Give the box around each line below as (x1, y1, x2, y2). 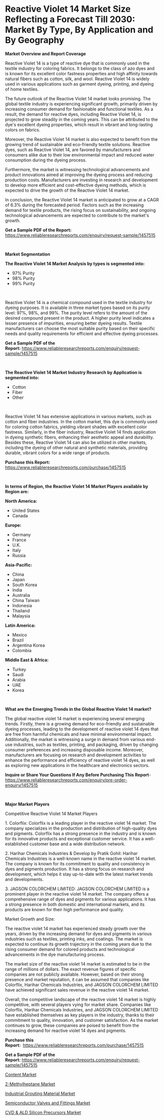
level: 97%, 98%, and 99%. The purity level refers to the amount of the (5, 309, 147, 316)
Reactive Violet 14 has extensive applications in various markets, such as (5, 413, 152, 419)
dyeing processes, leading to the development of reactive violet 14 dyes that (5, 726, 159, 732)
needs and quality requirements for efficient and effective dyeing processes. (5, 330, 159, 336)
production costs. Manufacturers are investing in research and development (5, 177, 158, 183)
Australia (12, 592, 30, 598)
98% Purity (12, 275, 35, 281)
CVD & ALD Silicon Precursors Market (5, 1109, 82, 1115)
